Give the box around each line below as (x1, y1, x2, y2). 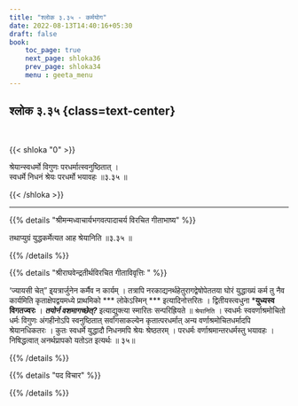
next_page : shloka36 (25, 54, 101, 63)
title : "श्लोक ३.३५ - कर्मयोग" (9, 12, 107, 22)
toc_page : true (25, 46, 82, 55)
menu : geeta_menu (25, 71, 93, 80)
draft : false (9, 29, 58, 38)
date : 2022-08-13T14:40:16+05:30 (9, 21, 133, 30)
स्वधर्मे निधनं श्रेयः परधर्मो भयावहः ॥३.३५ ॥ (9, 171, 128, 182)
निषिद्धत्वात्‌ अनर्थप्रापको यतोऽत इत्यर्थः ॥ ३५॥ (9, 334, 136, 346)
